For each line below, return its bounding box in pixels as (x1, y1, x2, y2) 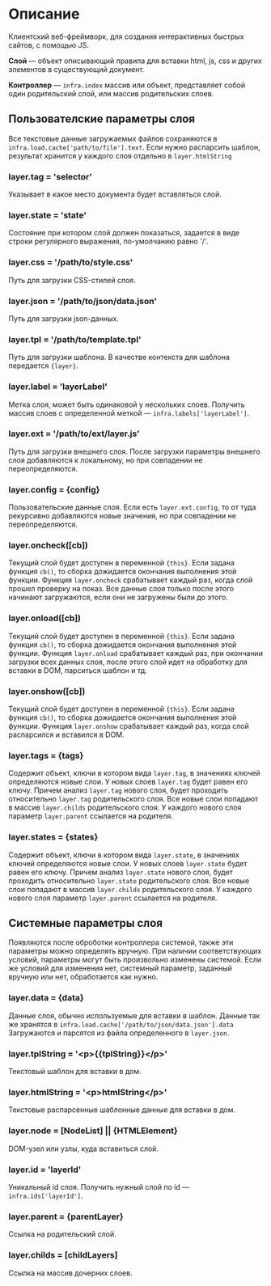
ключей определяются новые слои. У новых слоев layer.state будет (8, 858, 248, 868)
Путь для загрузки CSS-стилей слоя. (8, 275, 136, 285)
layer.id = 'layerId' (8, 1164, 82, 1175)
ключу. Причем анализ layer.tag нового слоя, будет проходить (8, 785, 229, 795)
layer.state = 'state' (8, 209, 87, 221)
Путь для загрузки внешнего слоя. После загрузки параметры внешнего (8, 446, 261, 456)
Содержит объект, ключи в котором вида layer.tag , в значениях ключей (8, 768, 260, 778)
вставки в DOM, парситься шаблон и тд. (8, 665, 148, 675)
